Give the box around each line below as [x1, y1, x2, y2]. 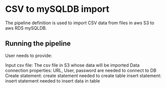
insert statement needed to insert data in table [5, 78, 100, 84]
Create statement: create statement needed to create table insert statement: [5, 73, 162, 79]
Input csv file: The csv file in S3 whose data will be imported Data [5, 62, 140, 68]
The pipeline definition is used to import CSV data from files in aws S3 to [5, 20, 155, 26]
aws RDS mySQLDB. [5, 25, 47, 31]
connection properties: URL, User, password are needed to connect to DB [5, 67, 157, 73]
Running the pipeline [5, 40, 71, 48]
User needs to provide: [5, 52, 52, 58]
